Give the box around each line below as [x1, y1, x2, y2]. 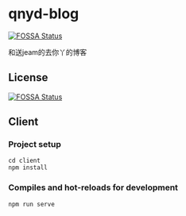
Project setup [8, 139, 61, 150]
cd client [8, 156, 41, 165]
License [8, 71, 48, 84]
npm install [8, 164, 48, 172]
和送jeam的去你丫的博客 [8, 47, 87, 56]
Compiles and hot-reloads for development [8, 182, 179, 193]
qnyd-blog [8, 5, 79, 23]
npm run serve [8, 200, 56, 208]
